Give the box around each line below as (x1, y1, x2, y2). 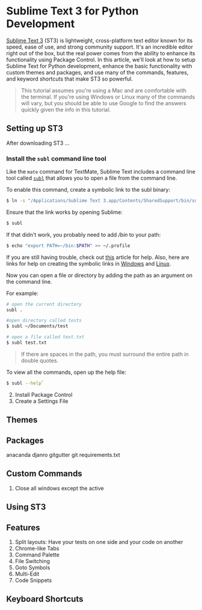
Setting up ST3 (6, 123, 63, 133)
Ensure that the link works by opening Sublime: (6, 209, 123, 216)
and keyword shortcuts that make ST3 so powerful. (6, 75, 133, 82)
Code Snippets (14, 577, 52, 584)
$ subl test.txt (6, 340, 47, 346)
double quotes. (20, 356, 59, 364)
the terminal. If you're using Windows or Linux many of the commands (20, 93, 195, 100)
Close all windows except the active (14, 484, 104, 492)
